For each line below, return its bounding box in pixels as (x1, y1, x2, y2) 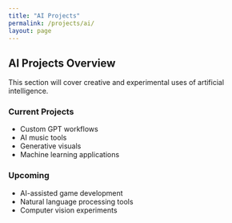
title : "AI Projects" (8, 11, 81, 20)
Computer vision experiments (19, 205, 118, 215)
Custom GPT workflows (19, 124, 98, 134)
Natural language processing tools (19, 197, 134, 206)
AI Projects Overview (8, 56, 116, 70)
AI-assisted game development (19, 188, 123, 197)
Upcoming (8, 170, 50, 181)
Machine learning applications (19, 150, 120, 160)
